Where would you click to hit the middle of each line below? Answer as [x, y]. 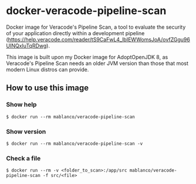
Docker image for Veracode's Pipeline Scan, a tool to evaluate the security [96, 27]
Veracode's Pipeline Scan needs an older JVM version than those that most [97, 63]
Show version [26, 131]
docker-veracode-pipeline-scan [86, 11]
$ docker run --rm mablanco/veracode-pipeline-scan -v [75, 144]
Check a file [23, 158]
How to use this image [48, 88]
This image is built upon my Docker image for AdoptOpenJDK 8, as [87, 57]
